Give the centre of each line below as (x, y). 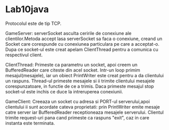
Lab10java (27, 9)
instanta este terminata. (30, 123)
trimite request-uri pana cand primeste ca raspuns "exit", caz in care (77, 117)
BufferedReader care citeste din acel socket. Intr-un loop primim (73, 70)
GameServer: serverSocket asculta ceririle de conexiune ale (68, 33)
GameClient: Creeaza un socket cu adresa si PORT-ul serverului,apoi (78, 101)
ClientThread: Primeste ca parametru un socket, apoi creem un (71, 64)
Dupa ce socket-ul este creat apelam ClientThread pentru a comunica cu (82, 49)
